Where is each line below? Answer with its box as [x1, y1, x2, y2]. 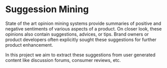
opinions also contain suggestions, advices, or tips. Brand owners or [5, 31, 149, 37]
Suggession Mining [5, 4, 89, 15]
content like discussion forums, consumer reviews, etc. [5, 57, 121, 63]
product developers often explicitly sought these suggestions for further [5, 37, 157, 43]
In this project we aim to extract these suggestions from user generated [5, 52, 156, 58]
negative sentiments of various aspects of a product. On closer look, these [5, 25, 162, 31]
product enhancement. [5, 42, 53, 48]
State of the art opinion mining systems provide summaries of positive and [5, 20, 161, 26]
